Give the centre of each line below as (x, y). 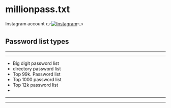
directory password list (37, 68)
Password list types (37, 42)
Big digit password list (36, 63)
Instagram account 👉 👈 (44, 23)
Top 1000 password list (37, 79)
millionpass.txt (38, 9)
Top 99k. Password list (37, 74)
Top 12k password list (35, 85)
